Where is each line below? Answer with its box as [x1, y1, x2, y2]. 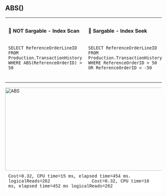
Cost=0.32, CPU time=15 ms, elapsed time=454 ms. [8, 174, 131, 179]
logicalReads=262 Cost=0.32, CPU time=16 [8, 179, 150, 184]
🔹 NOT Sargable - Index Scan [8, 27, 80, 34]
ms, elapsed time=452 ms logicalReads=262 [8, 184, 113, 189]
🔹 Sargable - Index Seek [88, 27, 148, 34]
